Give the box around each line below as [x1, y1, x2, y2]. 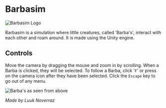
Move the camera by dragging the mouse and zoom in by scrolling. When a [5, 62, 159, 68]
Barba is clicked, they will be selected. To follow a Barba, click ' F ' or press [5, 67, 157, 73]
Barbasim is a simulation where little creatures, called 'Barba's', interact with [5, 29, 162, 35]
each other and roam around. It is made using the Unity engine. [5, 35, 135, 41]
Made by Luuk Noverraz [5, 97, 55, 103]
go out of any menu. [5, 78, 47, 84]
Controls [5, 49, 33, 57]
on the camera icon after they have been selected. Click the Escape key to [5, 73, 156, 79]
